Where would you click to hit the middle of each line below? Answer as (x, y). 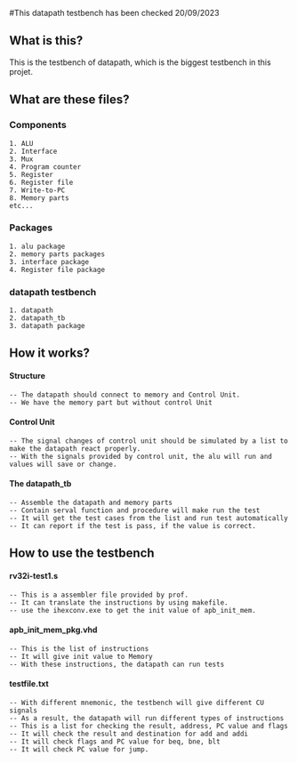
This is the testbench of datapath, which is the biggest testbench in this (140, 62)
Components (38, 125)
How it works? (50, 353)
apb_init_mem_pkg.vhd (53, 630)
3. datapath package (48, 326)
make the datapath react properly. (75, 448)
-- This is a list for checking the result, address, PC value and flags (149, 727)
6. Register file (41, 182)
